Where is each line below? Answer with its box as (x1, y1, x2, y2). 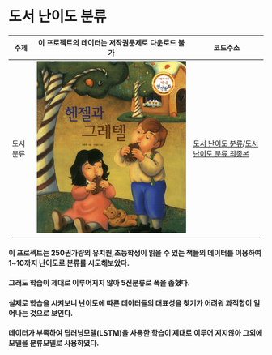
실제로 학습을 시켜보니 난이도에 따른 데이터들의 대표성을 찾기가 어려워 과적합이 (8, 297, 253, 308)
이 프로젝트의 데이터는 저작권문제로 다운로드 (37, 38, 176, 48)
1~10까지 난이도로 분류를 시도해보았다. (8, 258, 130, 267)
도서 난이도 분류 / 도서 (193, 139, 259, 148)
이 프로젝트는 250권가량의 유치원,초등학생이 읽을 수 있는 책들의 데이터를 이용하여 (8, 248, 261, 258)
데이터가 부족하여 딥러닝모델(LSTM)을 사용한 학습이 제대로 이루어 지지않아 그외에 (8, 328, 263, 338)
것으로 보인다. (29, 308, 74, 318)
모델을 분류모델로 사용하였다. (8, 338, 100, 349)
